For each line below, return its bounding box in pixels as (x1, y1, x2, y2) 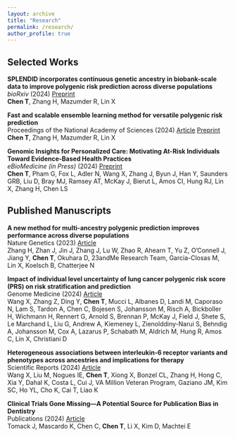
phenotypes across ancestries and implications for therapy (7, 355, 184, 364)
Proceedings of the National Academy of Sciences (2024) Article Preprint (7, 126, 220, 135)
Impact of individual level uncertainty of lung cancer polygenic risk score (7, 274, 227, 283)
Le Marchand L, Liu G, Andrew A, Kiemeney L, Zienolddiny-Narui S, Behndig (7, 319, 227, 328)
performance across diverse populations (7, 230, 129, 240)
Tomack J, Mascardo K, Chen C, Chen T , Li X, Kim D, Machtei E (7, 421, 191, 430)
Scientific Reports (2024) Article (7, 363, 101, 371)
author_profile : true (7, 30, 71, 37)
